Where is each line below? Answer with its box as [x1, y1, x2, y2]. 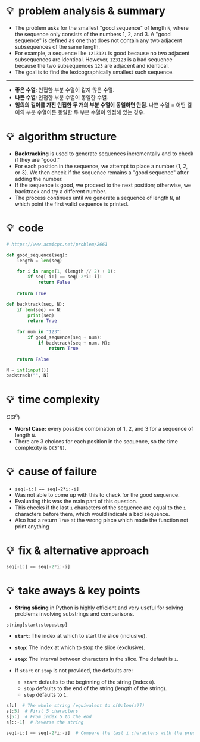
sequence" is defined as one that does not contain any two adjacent [14, 37, 183, 44]
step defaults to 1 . [23, 691, 68, 699]
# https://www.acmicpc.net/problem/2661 [6, 241, 108, 248]
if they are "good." [14, 156, 60, 163]
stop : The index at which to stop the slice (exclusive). [14, 644, 146, 651]
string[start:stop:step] [6, 622, 68, 628]
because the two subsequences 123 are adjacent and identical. [14, 62, 170, 69]
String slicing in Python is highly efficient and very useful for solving [14, 604, 183, 611]
